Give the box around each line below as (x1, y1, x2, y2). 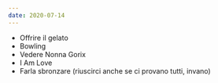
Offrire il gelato (19, 33, 68, 42)
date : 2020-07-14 (8, 11, 65, 20)
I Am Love (19, 58, 53, 67)
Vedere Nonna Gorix (19, 49, 87, 59)
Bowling (19, 41, 46, 51)
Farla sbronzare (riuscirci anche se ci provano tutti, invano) (19, 66, 211, 75)
